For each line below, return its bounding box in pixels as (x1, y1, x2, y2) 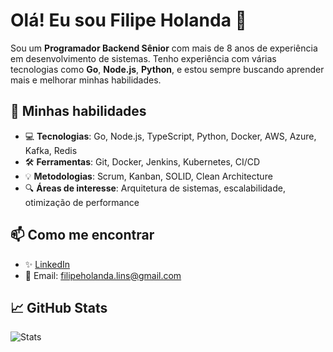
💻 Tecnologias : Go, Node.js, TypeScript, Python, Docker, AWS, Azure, (24, 130, 317, 142)
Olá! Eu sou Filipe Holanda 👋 (10, 9, 247, 32)
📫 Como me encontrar (10, 227, 155, 244)
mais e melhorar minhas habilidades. (10, 74, 162, 86)
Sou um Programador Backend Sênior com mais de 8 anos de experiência (10, 42, 318, 54)
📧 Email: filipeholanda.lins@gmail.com (24, 269, 182, 281)
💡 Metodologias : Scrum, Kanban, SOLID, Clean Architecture (24, 170, 273, 182)
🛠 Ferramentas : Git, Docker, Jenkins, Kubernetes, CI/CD (24, 155, 261, 168)
